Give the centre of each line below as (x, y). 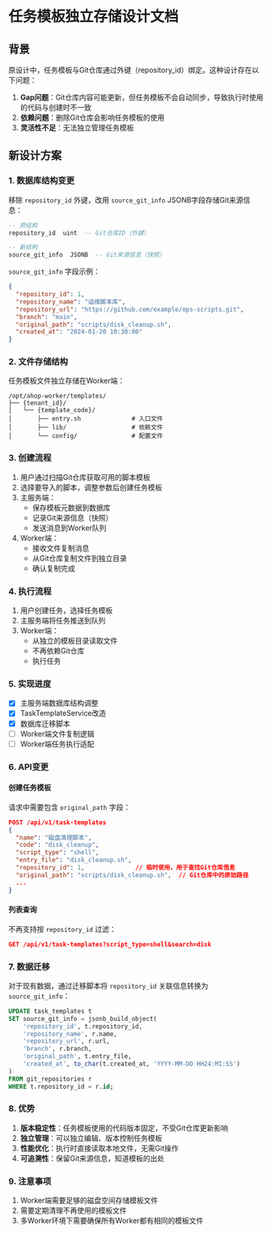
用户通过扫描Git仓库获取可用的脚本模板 (85, 477)
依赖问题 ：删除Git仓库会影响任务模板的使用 (92, 117)
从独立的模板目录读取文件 (75, 641)
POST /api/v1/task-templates (57, 823)
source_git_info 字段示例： (55, 271)
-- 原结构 (23, 225)
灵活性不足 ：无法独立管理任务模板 (77, 128)
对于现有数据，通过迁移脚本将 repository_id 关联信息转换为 (108, 985)
